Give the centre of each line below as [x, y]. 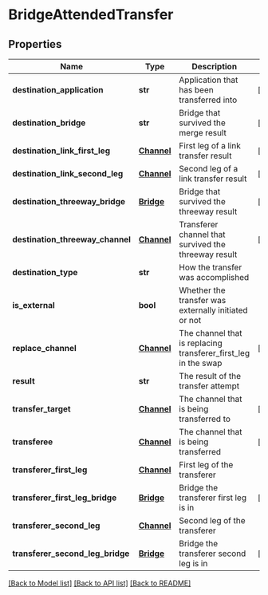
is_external [34, 305]
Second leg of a [209, 169]
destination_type [45, 272]
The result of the [210, 376]
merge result [203, 133]
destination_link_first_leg [61, 151]
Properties [35, 44]
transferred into [208, 100]
